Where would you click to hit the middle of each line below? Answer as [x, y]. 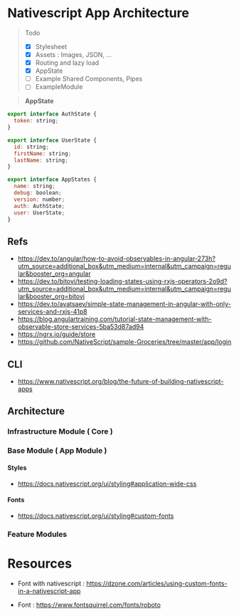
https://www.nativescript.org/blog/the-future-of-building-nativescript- [121, 382]
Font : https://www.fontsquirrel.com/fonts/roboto [89, 605]
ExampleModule [59, 87]
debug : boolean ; [38, 193]
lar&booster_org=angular [54, 274]
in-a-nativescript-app [49, 591]
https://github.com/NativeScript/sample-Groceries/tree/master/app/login [124, 342]
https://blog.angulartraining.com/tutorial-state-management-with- [115, 319]
